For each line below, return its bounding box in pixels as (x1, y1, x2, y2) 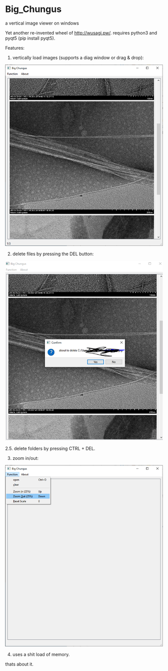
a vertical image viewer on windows (5, 20, 79, 26)
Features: (5, 45, 25, 51)
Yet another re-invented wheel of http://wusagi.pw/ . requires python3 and (5, 30, 157, 36)
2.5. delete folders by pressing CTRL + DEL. (5, 445, 95, 451)
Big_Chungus (5, 4, 61, 15)
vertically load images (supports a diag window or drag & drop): (12, 54, 144, 61)
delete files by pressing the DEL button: (12, 251, 94, 257)
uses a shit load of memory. (12, 651, 70, 657)
